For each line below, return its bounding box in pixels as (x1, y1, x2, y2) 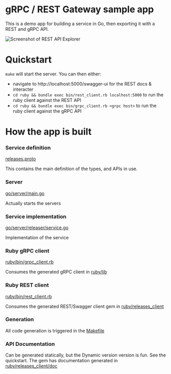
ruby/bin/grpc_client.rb (5, 259, 54, 265)
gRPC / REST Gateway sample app (5, 4, 154, 15)
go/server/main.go (5, 190, 45, 196)
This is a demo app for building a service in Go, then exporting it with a (5, 20, 155, 27)
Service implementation (5, 213, 67, 220)
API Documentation (5, 340, 55, 347)
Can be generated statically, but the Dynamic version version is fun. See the (5, 352, 166, 358)
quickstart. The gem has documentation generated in (5, 358, 118, 364)
